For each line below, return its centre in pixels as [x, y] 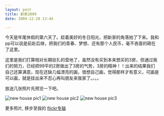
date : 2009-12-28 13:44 [29, 19]
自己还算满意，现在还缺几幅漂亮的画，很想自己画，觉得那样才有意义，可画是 [82, 72]
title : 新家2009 [21, 14]
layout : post [18, 10]
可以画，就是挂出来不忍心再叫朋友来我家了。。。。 [53, 78]
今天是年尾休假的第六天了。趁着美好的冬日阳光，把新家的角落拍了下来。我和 [82, 38]
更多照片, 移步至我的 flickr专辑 [35, 108]
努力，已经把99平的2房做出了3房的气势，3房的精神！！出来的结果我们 [84, 66]
